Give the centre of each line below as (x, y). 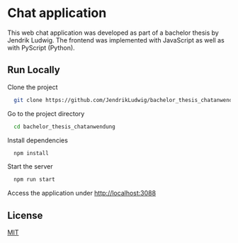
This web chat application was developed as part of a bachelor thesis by (113, 33)
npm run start (34, 180)
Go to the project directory (46, 113)
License (25, 215)
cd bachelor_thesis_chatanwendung (64, 126)
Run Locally (34, 70)
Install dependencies (38, 140)
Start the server (30, 166)
